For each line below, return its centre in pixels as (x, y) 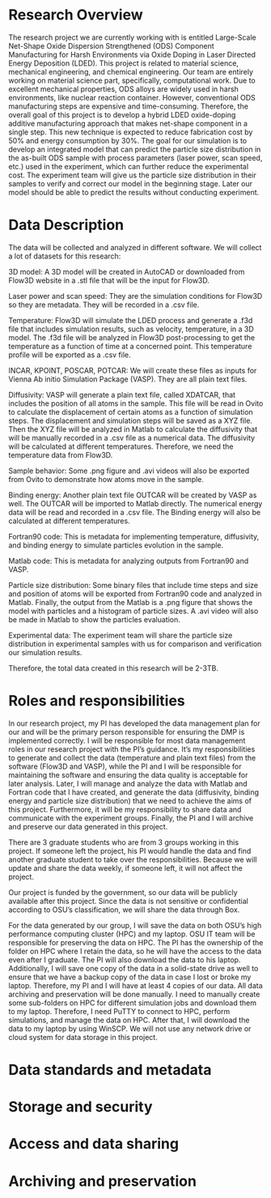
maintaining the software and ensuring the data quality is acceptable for (128, 774)
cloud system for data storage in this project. (83, 1037)
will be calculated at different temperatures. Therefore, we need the (121, 446)
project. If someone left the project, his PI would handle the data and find (130, 851)
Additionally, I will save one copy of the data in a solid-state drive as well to (133, 968)
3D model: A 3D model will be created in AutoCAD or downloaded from (127, 271)
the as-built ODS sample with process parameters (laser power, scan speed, (135, 158)
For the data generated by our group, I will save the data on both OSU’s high (135, 925)
